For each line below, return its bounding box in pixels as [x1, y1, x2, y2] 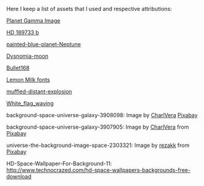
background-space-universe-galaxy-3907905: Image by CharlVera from [6, 123, 189, 131]
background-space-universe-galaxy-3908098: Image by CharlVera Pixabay [6, 112, 198, 118]
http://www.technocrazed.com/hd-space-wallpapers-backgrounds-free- [6, 166, 191, 173]
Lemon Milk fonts [6, 76, 50, 83]
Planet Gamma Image [6, 17, 61, 24]
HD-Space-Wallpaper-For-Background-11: [6, 160, 112, 167]
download [6, 173, 32, 180]
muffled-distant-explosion [6, 88, 72, 95]
